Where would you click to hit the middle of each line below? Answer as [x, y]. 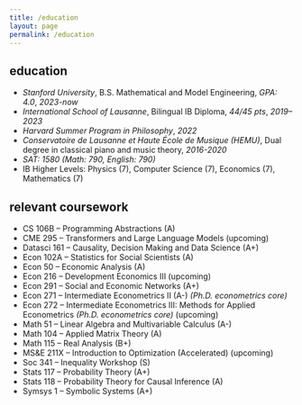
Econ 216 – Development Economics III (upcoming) [117, 276]
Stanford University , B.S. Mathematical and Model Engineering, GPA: [150, 93]
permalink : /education [52, 34]
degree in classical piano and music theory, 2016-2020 [124, 150]
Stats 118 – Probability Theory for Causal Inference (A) [123, 382]
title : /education [44, 18]
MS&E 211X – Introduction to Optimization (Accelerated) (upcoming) [148, 353]
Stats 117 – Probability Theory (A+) [86, 372]
